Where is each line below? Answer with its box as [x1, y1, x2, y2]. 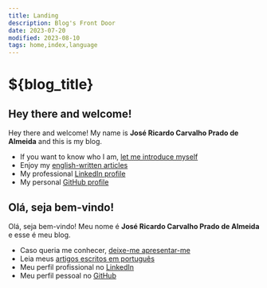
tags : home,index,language [8, 41, 98, 49]
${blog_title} [8, 76, 94, 94]
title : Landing [8, 11, 59, 20]
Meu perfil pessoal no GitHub [19, 270, 117, 280]
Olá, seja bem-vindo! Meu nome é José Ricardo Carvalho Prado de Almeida [8, 221, 260, 231]
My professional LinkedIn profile [19, 169, 126, 179]
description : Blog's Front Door [8, 19, 116, 27]
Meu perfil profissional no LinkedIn [19, 262, 134, 271]
